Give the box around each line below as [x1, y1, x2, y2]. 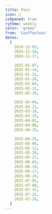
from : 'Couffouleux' [5, 30, 48, 35]
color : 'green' [5, 26, 37, 31]
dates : [5, 35, 19, 40]
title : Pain [5, 7, 30, 12]
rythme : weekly [5, 21, 37, 26]
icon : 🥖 [5, 12, 21, 17]
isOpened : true [5, 16, 37, 21]
